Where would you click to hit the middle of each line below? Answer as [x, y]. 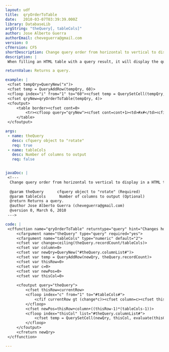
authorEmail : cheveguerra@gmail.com [44, 38]
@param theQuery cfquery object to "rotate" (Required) [75, 192]
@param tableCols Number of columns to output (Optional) [77, 196]
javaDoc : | [17, 173]
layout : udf [18, 10]
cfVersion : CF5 [21, 47]
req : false [23, 160]
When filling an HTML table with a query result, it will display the [83, 62]
